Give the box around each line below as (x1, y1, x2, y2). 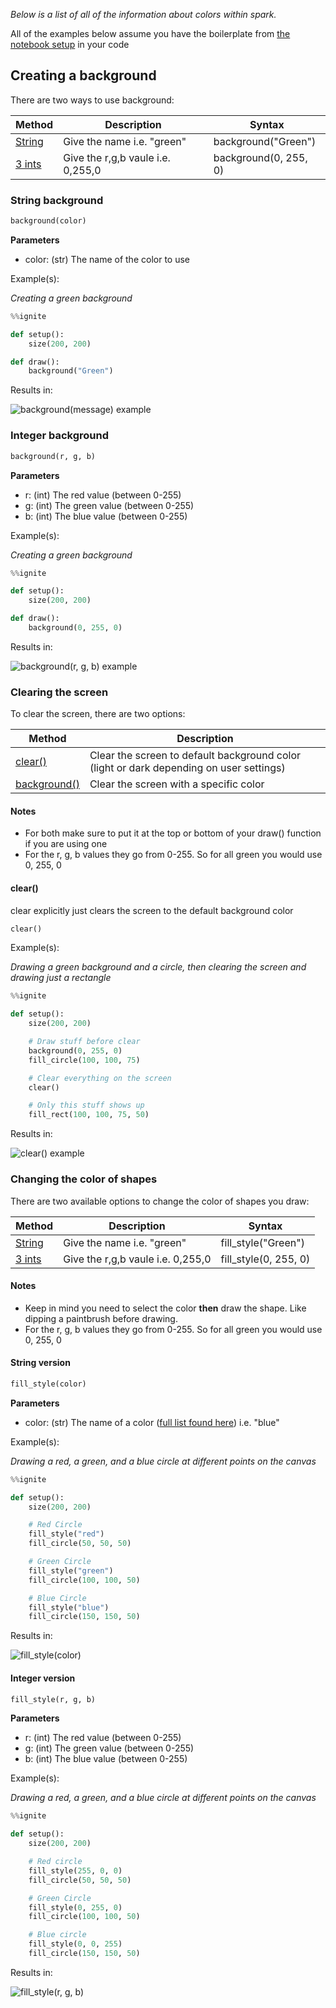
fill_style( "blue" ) (28, 1602, 110, 1613)
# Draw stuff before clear (28, 1037, 141, 1047)
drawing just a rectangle (10, 972, 112, 984)
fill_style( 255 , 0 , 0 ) (28, 1865, 123, 1876)
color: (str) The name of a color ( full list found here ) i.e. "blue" (24, 1416, 280, 1428)
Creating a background (10, 67, 157, 84)
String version (10, 1357, 71, 1369)
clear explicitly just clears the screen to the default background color (10, 904, 294, 916)
